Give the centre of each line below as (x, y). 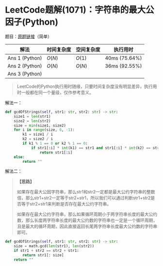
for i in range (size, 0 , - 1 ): (44, 130)
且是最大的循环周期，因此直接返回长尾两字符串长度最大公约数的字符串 (87, 226)
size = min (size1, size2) (40, 125)
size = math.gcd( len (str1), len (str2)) (54, 246)
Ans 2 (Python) (25, 66)
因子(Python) (32, 22)
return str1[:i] (56, 152)
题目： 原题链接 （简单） (28, 36)
